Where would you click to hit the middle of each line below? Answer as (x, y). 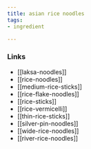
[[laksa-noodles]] (42, 72)
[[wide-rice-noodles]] (48, 131)
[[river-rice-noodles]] (47, 138)
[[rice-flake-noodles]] (48, 94)
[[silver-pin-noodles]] (48, 123)
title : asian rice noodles (46, 14)
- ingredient (26, 26)
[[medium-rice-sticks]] (50, 87)
